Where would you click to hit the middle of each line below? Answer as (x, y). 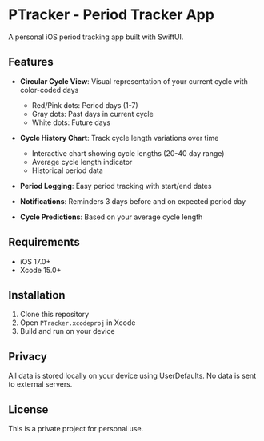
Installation (37, 295)
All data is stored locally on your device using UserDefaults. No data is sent (132, 376)
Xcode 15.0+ (40, 270)
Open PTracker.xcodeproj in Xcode (78, 323)
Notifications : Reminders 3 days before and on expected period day (133, 201)
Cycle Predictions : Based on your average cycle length (111, 217)
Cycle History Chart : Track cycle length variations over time (119, 138)
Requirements (44, 242)
